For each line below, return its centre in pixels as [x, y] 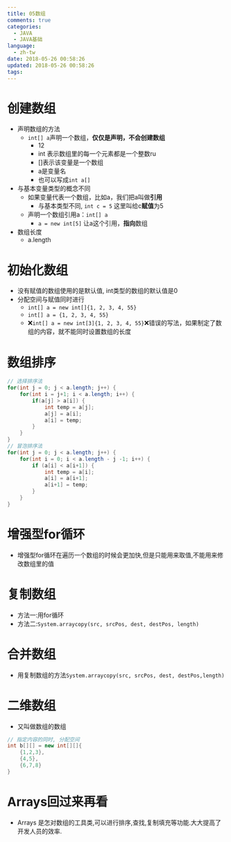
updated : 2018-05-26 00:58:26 [51, 65]
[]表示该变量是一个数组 [71, 162]
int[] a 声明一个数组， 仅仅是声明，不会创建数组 [96, 138]
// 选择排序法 [25, 381]
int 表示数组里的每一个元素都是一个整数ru [97, 154]
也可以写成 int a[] [64, 180]
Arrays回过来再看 [58, 802]
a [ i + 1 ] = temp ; [66, 485]
